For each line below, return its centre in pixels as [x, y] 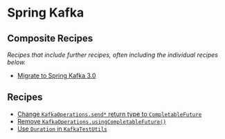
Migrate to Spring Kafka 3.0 [56, 75]
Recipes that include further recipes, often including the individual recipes [112, 55]
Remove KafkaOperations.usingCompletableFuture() [92, 121]
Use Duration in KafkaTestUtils [62, 129]
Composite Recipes [50, 38]
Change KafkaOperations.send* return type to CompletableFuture [109, 114]
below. [17, 62]
